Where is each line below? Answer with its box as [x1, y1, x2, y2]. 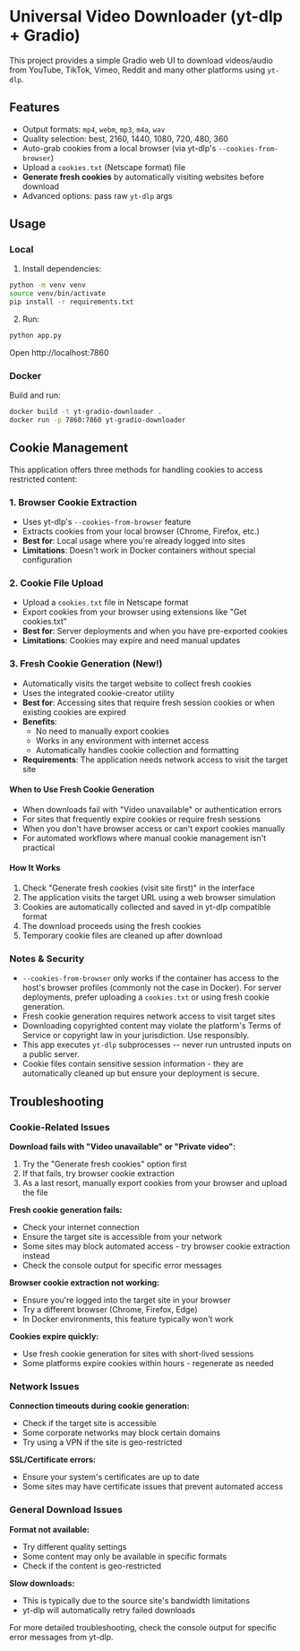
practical [21, 842, 56, 853]
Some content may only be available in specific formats [21, 1551, 227, 1561]
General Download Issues [9, 1503, 124, 1516]
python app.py [9, 331, 63, 340]
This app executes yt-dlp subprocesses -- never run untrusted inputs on [21, 1039, 292, 1050]
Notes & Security [9, 952, 85, 965]
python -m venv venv [9, 280, 87, 290]
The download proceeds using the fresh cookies [21, 921, 201, 932]
